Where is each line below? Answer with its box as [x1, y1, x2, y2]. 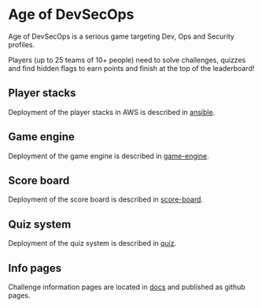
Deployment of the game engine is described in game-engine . [8, 151, 210, 161]
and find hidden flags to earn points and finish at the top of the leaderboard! [8, 63, 255, 72]
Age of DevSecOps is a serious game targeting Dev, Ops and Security [8, 32, 234, 41]
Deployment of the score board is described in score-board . [8, 195, 203, 204]
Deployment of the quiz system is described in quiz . [8, 239, 177, 248]
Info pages [8, 262, 61, 275]
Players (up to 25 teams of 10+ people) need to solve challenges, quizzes [8, 55, 246, 65]
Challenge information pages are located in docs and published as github [8, 282, 245, 291]
